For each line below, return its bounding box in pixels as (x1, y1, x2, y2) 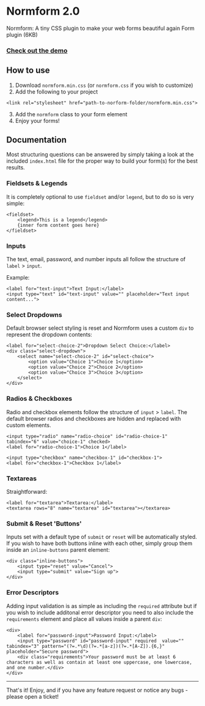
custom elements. (6, 421, 51, 429)
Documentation (6, 135, 67, 145)
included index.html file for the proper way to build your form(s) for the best (6, 157, 198, 165)
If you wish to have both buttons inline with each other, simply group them (6, 540, 193, 547)
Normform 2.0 (6, 4, 81, 18)
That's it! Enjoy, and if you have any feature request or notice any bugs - (6, 686, 188, 694)
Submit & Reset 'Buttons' (6, 519, 82, 527)
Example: (6, 274, 30, 281)
